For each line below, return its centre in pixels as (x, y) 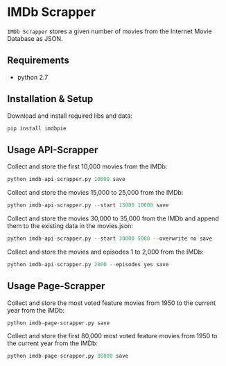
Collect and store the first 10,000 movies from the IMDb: (87, 166)
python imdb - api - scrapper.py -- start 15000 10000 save (88, 205)
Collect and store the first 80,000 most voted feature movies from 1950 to (112, 336)
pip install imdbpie (37, 128)
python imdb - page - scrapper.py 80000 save (68, 356)
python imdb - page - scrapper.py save (59, 323)
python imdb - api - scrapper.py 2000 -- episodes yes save (88, 264)
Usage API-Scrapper (53, 150)
